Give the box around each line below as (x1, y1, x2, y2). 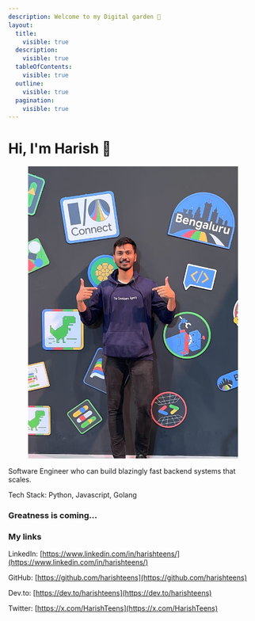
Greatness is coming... (8, 510, 97, 521)
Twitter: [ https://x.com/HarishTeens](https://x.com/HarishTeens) (8, 604, 219, 613)
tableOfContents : (15, 63, 73, 71)
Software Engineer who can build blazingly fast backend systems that (8, 467, 236, 476)
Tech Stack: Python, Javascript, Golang (8, 490, 137, 500)
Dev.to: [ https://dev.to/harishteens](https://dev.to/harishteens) (8, 589, 212, 598)
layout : (8, 21, 34, 29)
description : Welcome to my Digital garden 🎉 (8, 13, 161, 21)
